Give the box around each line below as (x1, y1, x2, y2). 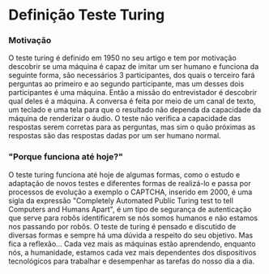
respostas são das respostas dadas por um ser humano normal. (8, 131, 221, 141)
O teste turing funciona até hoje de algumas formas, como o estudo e (8, 169, 241, 180)
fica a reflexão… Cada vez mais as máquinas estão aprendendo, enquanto (8, 238, 256, 249)
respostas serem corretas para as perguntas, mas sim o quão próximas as (8, 122, 256, 132)
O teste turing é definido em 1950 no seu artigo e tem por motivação (8, 53, 237, 63)
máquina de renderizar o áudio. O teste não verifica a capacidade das (8, 114, 241, 124)
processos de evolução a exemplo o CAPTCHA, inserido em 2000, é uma (8, 187, 253, 197)
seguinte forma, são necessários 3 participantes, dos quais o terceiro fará (8, 71, 255, 80)
